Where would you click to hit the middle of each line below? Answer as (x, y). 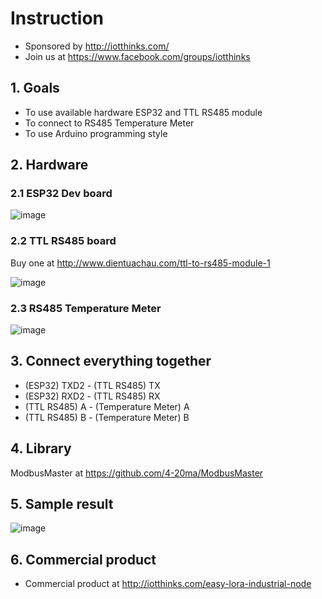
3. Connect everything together (111, 361)
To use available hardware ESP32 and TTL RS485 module (143, 112)
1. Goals (35, 88)
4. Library (41, 448)
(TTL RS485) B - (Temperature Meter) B (107, 417)
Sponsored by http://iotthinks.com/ (97, 46)
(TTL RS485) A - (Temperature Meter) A (107, 406)
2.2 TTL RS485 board (63, 241)
